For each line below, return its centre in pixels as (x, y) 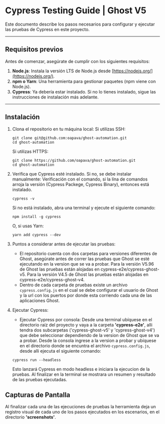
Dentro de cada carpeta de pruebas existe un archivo (73, 285)
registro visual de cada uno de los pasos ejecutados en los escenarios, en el (82, 412)
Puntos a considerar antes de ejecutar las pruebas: (64, 244)
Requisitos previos (34, 49)
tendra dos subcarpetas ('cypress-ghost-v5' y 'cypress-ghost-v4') (87, 330)
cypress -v (23, 198)
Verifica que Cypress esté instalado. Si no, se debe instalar (72, 174)
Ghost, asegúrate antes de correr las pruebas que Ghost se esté (84, 259)
